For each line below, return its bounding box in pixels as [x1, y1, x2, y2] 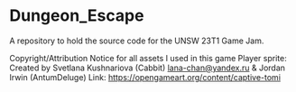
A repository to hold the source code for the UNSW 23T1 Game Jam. [9, 35, 264, 46]
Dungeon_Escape [9, 5, 144, 26]
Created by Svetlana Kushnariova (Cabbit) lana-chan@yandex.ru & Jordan [9, 62, 286, 73]
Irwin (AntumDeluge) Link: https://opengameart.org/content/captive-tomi [9, 71, 282, 82]
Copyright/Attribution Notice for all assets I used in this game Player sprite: [9, 52, 287, 63]
